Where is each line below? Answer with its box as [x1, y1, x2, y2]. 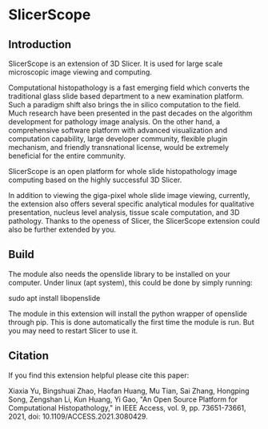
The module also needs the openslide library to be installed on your [8, 269, 230, 278]
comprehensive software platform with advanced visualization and [8, 126, 228, 135]
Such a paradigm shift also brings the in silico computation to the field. [8, 100, 242, 109]
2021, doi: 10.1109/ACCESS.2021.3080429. [8, 411, 148, 421]
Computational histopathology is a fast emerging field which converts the [8, 83, 250, 92]
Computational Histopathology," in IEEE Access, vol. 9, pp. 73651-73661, [8, 403, 246, 412]
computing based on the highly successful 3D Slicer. [8, 175, 182, 184]
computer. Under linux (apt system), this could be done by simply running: [8, 277, 254, 287]
